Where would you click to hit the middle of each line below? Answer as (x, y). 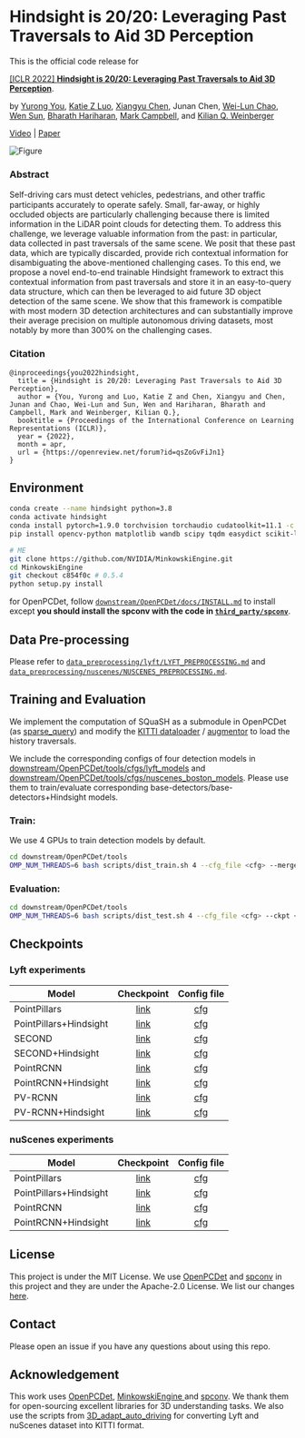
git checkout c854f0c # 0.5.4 (67, 576)
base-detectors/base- (192, 787)
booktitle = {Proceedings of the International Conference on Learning (156, 420)
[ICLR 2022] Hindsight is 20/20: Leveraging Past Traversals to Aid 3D (143, 78)
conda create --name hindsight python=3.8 (91, 509)
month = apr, (42, 444)
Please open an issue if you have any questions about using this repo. (140, 1346)
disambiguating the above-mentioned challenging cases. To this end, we (145, 263)
